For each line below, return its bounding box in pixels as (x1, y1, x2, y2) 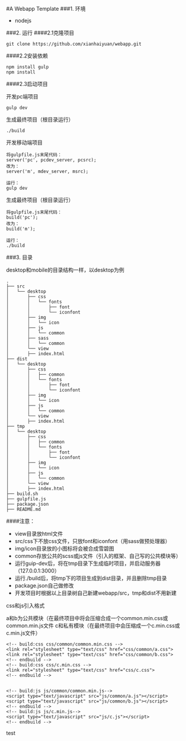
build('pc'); (6, 215, 39, 221)
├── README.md (6, 506, 41, 512)
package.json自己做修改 (14, 582, 74, 589)
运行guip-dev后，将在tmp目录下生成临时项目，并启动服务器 (14, 560, 161, 567)
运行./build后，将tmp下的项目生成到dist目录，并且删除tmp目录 (14, 574, 167, 582)
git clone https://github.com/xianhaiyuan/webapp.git (6, 41, 142, 47)
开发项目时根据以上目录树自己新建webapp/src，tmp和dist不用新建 (14, 589, 177, 596)
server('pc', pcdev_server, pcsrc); (6, 157, 97, 163)
